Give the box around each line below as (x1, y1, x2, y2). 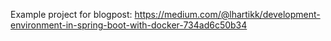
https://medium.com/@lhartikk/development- (134, 9, 321, 20)
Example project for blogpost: (10, 9, 133, 20)
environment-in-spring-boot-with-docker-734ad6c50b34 (10, 19, 248, 31)
